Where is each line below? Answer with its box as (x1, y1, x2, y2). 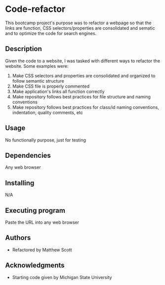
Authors (5, 234, 31, 242)
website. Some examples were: (5, 63, 69, 69)
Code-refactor (5, 3, 66, 15)
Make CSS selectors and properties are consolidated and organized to (12, 73, 156, 79)
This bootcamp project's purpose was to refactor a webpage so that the (5, 20, 152, 26)
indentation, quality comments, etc (12, 109, 83, 115)
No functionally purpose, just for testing (5, 137, 86, 143)
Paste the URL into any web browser (5, 219, 80, 225)
